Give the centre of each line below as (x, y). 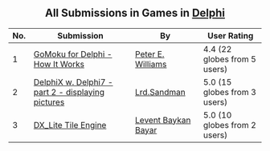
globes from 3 (230, 92)
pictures (49, 101)
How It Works (59, 64)
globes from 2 (230, 125)
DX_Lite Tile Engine (70, 125)
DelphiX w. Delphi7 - (74, 81)
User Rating (231, 35)
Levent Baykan (163, 120)
